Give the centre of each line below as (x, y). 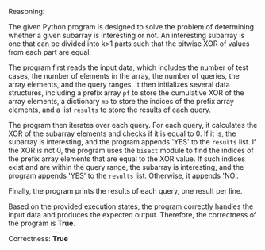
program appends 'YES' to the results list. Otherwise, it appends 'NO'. (124, 175)
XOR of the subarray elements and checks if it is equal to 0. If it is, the (122, 133)
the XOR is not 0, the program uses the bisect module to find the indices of (131, 150)
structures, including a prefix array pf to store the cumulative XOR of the (126, 93)
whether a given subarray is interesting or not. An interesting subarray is (127, 35)
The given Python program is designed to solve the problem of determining (131, 27)
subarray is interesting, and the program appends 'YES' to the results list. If (132, 142)
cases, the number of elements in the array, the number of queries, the (124, 76)
